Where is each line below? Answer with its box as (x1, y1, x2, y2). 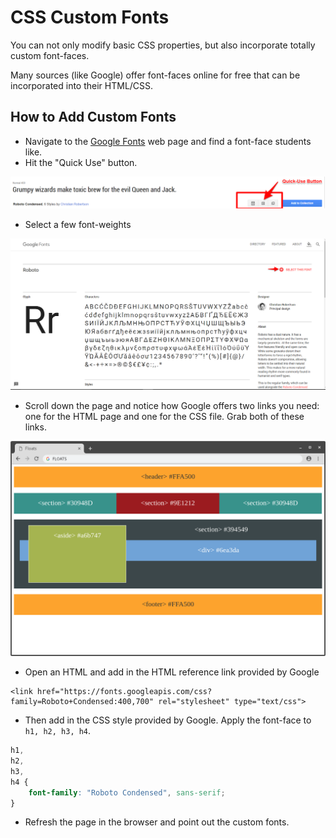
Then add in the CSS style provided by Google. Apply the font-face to (24, 714, 312, 726)
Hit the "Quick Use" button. (24, 156, 138, 168)
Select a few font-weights (24, 218, 132, 230)
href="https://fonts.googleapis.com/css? (36, 687, 213, 697)
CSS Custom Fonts (10, 6, 170, 29)
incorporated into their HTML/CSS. (10, 79, 154, 91)
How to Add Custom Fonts (10, 109, 177, 126)
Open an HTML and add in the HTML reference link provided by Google (24, 666, 320, 678)
